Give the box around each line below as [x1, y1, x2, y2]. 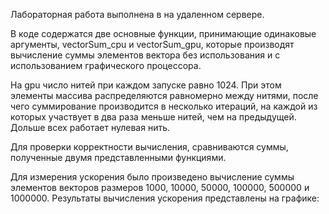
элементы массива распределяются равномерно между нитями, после [10, 90, 319, 101]
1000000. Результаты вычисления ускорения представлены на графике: [10, 192, 320, 204]
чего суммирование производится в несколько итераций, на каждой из [10, 100, 318, 112]
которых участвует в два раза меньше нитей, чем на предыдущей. [10, 111, 297, 123]
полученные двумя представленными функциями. [10, 152, 227, 163]
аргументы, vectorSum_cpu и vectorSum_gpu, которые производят [10, 39, 295, 50]
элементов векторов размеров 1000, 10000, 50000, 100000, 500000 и [10, 182, 310, 193]
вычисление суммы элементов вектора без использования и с [10, 49, 281, 61]
